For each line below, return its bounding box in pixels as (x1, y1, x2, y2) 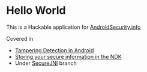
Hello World (6, 4, 66, 17)
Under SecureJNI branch (14, 59, 77, 67)
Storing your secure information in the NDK (14, 53, 122, 60)
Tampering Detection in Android (14, 46, 94, 54)
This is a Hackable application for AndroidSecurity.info (6, 23, 141, 31)
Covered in (6, 35, 34, 42)
